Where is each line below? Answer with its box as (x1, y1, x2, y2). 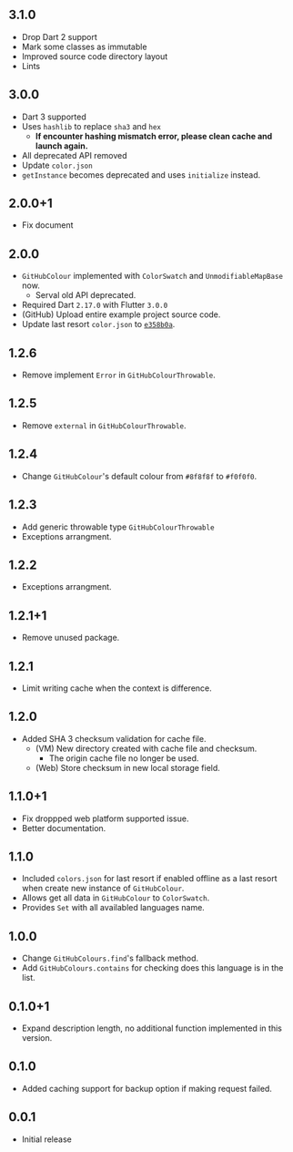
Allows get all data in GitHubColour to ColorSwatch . (21, 892, 210, 903)
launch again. (35, 140, 88, 151)
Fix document (21, 220, 74, 231)
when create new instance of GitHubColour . (21, 883, 185, 894)
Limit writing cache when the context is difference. (21, 683, 213, 694)
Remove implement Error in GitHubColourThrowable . (21, 369, 216, 381)
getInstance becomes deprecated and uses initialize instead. (21, 169, 261, 180)
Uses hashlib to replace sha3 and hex (21, 120, 161, 131)
